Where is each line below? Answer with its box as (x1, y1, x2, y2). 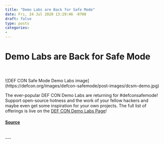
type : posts (5, 21, 29, 26)
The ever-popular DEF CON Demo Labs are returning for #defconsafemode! (5, 92, 158, 98)
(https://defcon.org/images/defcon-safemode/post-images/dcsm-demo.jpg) (5, 83, 160, 89)
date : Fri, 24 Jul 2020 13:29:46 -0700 (5, 12, 87, 17)
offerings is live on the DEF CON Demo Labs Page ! (5, 108, 107, 114)
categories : (5, 25, 29, 30)
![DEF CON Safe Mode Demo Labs (5, 77, 74, 83)
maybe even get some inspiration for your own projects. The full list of (5, 102, 147, 108)
